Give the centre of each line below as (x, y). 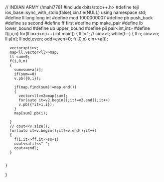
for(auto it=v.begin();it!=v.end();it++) (53, 131)
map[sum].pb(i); (31, 113)
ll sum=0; (20, 57)
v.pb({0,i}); (28, 79)
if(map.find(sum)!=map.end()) (46, 87)
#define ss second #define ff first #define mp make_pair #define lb (74, 23)
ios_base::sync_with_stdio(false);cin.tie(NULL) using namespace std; (76, 12)
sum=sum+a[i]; (29, 70)
